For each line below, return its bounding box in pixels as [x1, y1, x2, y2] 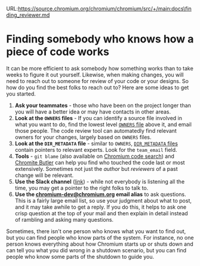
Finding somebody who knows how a [6, 32, 194, 46]
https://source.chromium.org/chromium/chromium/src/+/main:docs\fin [17, 5, 192, 12]
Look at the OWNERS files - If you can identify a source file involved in [14, 114, 183, 121]
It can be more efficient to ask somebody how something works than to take [6, 65, 194, 72]
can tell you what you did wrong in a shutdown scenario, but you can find [6, 246, 187, 253]
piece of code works [6, 45, 109, 59]
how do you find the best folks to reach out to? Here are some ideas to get [6, 84, 189, 91]
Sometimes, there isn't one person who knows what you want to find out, [6, 227, 186, 235]
